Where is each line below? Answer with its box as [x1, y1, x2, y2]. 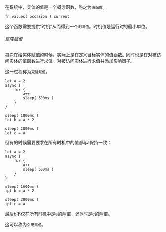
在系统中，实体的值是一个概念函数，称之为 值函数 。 [5, 4, 107, 10]
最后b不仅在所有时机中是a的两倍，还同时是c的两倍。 [5, 211, 113, 217]
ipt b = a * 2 [5, 188, 35, 194]
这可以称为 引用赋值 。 [5, 222, 46, 228]
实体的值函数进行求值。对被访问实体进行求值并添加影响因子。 [9, 58, 135, 64]
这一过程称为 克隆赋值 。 [5, 69, 50, 75]
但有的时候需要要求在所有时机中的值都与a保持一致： [5, 140, 112, 146]
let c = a [5, 131, 26, 136]
